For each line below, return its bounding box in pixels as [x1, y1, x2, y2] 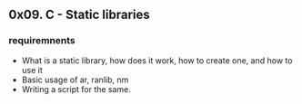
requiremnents [8, 34, 76, 47]
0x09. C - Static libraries [8, 7, 151, 23]
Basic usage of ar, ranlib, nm [21, 74, 129, 85]
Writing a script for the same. [21, 83, 131, 94]
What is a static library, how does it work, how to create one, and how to [21, 54, 293, 66]
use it [21, 64, 43, 75]
